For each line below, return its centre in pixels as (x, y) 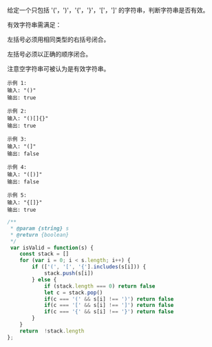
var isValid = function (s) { (52, 248)
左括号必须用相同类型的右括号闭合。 (59, 39)
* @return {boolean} (40, 235)
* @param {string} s (40, 228)
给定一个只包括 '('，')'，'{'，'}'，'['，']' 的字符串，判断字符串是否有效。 (108, 10)
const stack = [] (44, 254)
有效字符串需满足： (34, 25)
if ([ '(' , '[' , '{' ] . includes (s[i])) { (89, 267)
